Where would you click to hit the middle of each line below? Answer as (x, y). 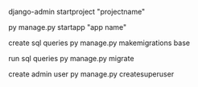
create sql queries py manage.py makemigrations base (99, 43)
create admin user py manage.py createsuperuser (91, 74)
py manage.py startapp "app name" (68, 27)
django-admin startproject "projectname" (77, 12)
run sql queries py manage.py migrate (71, 58)
